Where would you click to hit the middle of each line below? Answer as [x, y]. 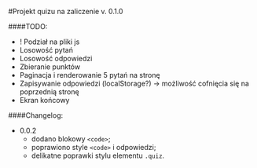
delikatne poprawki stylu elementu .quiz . [98, 155]
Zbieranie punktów [50, 67]
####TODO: [28, 26]
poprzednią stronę [50, 92]
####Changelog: [36, 115]
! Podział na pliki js [50, 42]
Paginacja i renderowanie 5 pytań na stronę [90, 75]
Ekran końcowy [44, 100]
